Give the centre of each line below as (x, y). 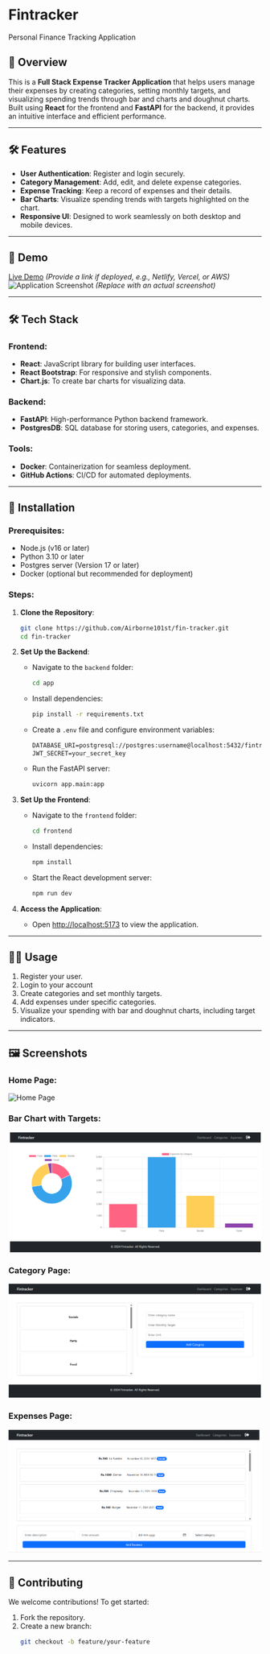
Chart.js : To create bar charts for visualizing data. (103, 381)
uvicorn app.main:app (68, 784)
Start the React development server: (92, 877)
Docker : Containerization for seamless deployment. (105, 466)
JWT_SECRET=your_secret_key (79, 754)
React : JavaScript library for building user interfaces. (108, 364)
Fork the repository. (53, 1618)
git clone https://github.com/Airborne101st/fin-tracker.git (125, 628)
